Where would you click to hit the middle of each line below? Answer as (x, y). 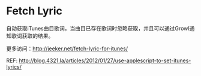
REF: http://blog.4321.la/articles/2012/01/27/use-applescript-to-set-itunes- (99, 60)
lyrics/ (14, 66)
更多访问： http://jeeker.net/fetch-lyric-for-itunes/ (67, 48)
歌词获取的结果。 (32, 36)
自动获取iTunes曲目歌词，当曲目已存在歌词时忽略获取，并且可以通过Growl (98, 28)
